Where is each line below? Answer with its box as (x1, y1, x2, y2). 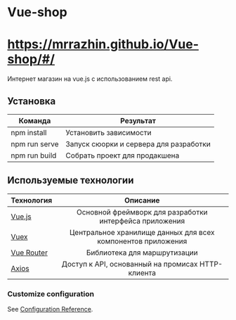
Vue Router (11, 248, 48, 257)
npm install (11, 127, 47, 137)
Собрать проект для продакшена (65, 151, 180, 160)
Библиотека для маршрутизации (86, 248, 198, 257)
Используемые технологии (7, 174, 134, 186)
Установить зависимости (65, 127, 152, 137)
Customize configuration (7, 289, 95, 299)
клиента (128, 268, 157, 278)
